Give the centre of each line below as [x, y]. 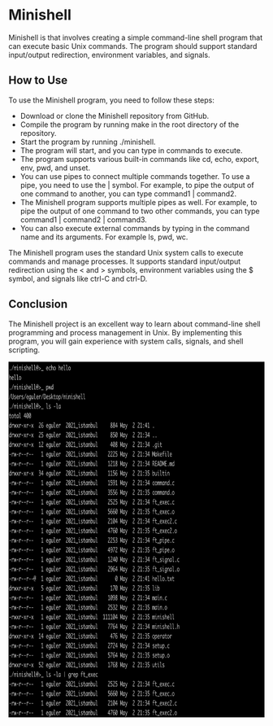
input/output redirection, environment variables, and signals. [109, 55]
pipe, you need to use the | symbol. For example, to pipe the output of [137, 185]
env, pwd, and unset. [55, 168]
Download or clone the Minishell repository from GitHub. [115, 116]
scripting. [24, 350]
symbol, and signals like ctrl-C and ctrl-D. [78, 278]
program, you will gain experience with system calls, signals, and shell [126, 341]
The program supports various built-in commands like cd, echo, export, [140, 159]
